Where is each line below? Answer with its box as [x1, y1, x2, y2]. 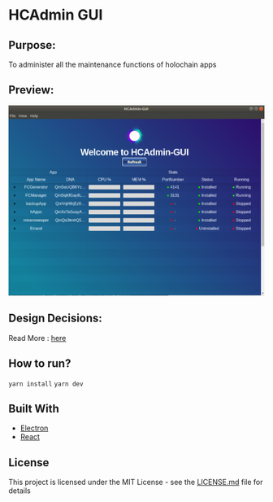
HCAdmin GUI [8, 6, 103, 24]
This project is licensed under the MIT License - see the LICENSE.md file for [8, 478, 263, 487]
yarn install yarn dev [8, 380, 84, 388]
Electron [19, 423, 49, 433]
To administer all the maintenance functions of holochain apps [8, 59, 217, 69]
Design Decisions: [8, 312, 103, 325]
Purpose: [8, 38, 56, 52]
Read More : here [8, 333, 67, 343]
